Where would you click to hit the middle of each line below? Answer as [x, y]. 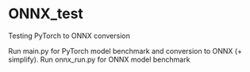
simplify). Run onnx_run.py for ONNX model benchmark [99, 59]
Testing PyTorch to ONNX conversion [69, 36]
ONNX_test [46, 14]
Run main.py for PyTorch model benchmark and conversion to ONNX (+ [125, 51]
